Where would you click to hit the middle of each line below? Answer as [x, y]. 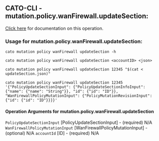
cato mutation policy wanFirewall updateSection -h [61, 52]
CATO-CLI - [24, 8]
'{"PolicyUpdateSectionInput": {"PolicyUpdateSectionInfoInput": [75, 87]
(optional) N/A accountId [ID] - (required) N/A [52, 133]
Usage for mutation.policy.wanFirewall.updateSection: [74, 41]
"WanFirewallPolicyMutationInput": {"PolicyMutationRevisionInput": [79, 96]
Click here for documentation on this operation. [54, 28]
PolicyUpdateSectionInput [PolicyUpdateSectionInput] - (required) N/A [79, 122]
